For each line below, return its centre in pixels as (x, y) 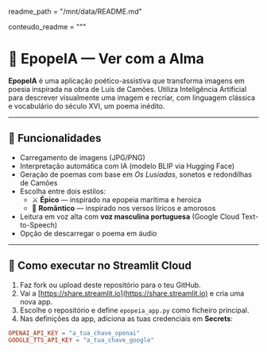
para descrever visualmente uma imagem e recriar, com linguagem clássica (132, 98)
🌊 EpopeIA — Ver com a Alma (106, 59)
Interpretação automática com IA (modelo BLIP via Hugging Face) (127, 166)
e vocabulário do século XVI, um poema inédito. (87, 105)
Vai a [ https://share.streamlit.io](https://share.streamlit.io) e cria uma (132, 293)
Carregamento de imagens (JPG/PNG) (82, 157)
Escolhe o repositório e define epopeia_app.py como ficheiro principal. (134, 310)
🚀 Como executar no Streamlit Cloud (100, 266)
